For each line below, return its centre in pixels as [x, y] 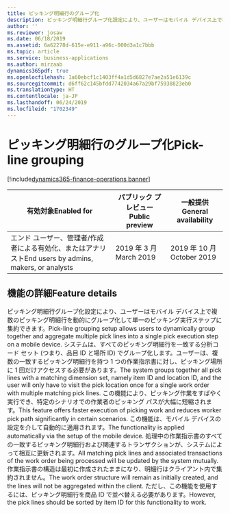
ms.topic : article [33, 52]
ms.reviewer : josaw [35, 33]
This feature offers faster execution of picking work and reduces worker [120, 410]
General [195, 211]
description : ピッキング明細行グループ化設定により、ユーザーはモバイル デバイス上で [115, 20]
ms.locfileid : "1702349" [42, 109]
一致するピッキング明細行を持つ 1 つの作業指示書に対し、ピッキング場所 [120, 361]
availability [195, 220]
